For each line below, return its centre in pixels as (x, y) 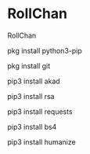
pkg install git (29, 66)
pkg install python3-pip (45, 50)
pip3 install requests (40, 112)
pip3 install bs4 (32, 126)
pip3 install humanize (41, 141)
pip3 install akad (34, 81)
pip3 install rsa (31, 96)
